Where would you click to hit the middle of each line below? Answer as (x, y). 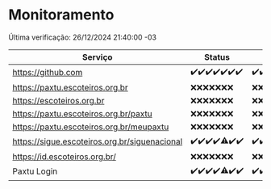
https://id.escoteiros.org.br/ (65, 157)
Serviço (97, 57)
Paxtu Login (35, 171)
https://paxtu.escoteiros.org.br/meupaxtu (91, 127)
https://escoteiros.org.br (58, 100)
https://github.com (48, 73)
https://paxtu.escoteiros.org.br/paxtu (83, 113)
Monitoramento (61, 15)
